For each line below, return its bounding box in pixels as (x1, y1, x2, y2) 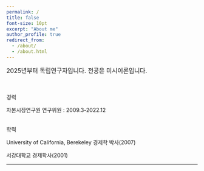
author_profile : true (6, 32, 61, 38)
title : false (6, 15, 39, 21)
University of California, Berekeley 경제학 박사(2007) (6, 138, 136, 146)
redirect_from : (6, 37, 45, 43)
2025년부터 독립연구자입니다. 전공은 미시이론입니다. (6, 66, 148, 75)
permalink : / (6, 9, 39, 15)
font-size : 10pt (6, 20, 47, 26)
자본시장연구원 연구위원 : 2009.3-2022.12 (6, 106, 106, 113)
